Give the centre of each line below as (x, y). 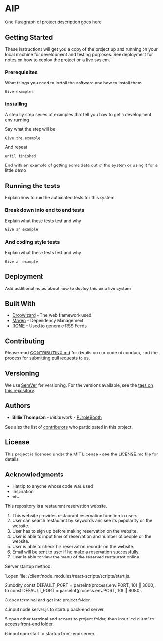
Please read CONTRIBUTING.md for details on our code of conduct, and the (81, 353)
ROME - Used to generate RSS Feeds (49, 326)
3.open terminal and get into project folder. (48, 600)
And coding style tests (32, 242)
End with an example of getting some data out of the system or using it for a (81, 165)
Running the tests (32, 186)
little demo (16, 170)
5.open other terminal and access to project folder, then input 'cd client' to (80, 619)
